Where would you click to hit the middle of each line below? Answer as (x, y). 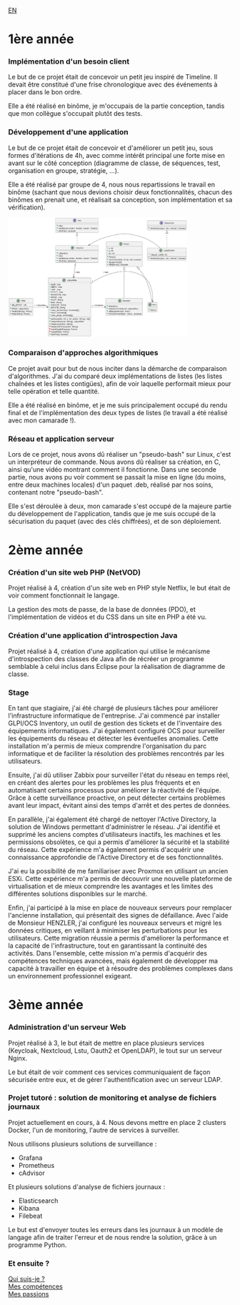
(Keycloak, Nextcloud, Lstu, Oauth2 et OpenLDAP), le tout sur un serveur (115, 1051)
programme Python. (37, 1245)
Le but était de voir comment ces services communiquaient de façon (109, 1072)
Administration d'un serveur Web (67, 1027)
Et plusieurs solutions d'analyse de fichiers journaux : (87, 1186)
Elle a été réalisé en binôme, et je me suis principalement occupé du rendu (118, 405)
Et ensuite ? (29, 1263)
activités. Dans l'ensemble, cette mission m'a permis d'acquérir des (108, 953)
